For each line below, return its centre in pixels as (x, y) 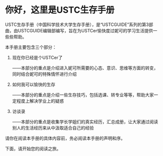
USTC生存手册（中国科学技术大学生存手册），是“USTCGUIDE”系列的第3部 (79, 24)
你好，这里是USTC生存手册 (60, 10)
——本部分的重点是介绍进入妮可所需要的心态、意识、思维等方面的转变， (85, 68)
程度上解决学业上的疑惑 (40, 101)
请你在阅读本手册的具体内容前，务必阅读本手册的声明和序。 (65, 138)
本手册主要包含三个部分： (31, 47)
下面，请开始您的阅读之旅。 (33, 148)
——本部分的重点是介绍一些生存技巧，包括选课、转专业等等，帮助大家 (83, 95)
